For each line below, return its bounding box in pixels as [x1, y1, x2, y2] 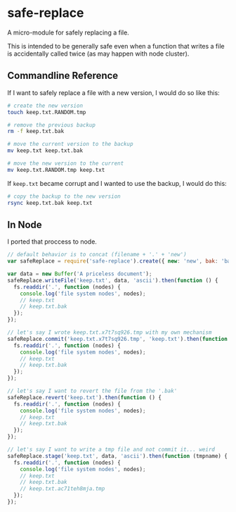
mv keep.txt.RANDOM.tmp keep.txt [7, 166, 105, 173]
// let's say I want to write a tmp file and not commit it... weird [7, 446, 216, 454]
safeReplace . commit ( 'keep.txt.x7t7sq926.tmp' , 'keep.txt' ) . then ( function [7, 335, 228, 342]
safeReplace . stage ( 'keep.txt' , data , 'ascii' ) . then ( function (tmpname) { [7, 452, 228, 459]
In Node [7, 218, 42, 230]
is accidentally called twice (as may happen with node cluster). [7, 49, 190, 58]
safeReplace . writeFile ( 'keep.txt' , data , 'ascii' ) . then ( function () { [7, 277, 218, 284]
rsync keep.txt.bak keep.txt [7, 199, 93, 206]
